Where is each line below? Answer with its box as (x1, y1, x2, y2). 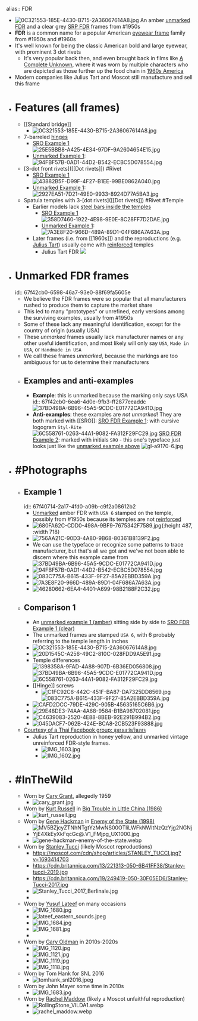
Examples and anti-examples (23, 376, 134, 386)
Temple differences (32, 656, 80, 664)
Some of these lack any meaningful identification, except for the (23, 320, 181, 328)
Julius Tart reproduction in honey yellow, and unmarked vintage (32, 733, 188, 740)
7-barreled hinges (23, 133, 68, 140)
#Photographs (14, 463, 87, 477)
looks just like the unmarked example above (32, 442, 140, 449)
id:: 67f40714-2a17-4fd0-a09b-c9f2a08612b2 (23, 502, 136, 510)
